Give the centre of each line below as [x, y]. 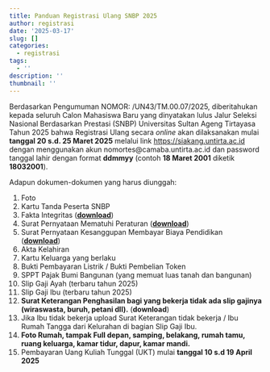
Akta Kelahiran [45, 249]
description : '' [36, 76]
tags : [18, 61]
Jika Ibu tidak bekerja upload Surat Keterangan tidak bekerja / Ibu [129, 318]
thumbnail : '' [33, 83]
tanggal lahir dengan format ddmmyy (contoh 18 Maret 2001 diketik [122, 157]
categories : [29, 46]
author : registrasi [42, 23]
